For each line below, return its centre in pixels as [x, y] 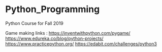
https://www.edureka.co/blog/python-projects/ [54, 38]
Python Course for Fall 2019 [34, 23]
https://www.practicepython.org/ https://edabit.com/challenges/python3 [81, 43]
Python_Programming [53, 9]
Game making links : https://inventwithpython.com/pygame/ [68, 33]
